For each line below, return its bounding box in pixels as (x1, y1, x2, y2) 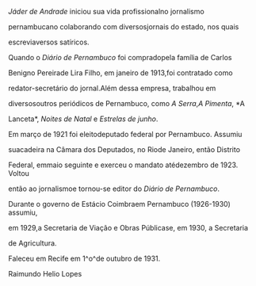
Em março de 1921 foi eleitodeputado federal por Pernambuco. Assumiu (8, 130, 243, 139)
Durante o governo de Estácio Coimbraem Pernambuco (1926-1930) (8, 200, 231, 208)
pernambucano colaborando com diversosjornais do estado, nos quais (8, 22, 239, 31)
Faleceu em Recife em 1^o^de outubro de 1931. (8, 254, 161, 263)
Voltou (8, 169, 30, 177)
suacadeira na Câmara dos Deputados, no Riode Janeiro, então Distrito (8, 145, 240, 154)
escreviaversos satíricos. (8, 37, 90, 47)
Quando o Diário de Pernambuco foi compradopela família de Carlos (8, 53, 232, 62)
